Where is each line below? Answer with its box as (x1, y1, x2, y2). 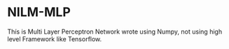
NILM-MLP (7, 4, 71, 20)
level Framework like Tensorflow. (7, 34, 102, 43)
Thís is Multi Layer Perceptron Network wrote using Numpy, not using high (7, 27, 223, 36)
